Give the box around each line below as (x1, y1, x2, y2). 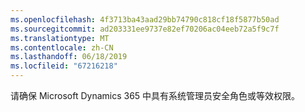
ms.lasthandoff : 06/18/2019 (10, 52, 128, 62)
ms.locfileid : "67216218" (10, 61, 118, 71)
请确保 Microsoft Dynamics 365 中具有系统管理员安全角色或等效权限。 (10, 90, 301, 101)
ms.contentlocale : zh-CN (10, 42, 114, 53)
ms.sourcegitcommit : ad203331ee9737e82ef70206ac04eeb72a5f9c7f (10, 24, 280, 34)
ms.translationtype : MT (10, 33, 110, 43)
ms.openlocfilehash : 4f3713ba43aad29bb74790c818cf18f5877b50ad (10, 14, 280, 25)
